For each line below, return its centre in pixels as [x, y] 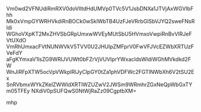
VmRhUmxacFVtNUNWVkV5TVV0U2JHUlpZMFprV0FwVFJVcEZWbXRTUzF [100, 46]
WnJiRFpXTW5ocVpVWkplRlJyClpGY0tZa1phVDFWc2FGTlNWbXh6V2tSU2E [100, 72]
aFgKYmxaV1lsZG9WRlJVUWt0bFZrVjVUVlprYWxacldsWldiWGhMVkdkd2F [99, 59]
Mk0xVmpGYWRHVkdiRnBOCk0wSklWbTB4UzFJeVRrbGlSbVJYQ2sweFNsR [100, 21]
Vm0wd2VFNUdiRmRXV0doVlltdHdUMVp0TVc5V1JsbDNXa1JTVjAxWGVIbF [100, 9]
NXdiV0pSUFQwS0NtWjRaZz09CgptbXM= [83, 91]
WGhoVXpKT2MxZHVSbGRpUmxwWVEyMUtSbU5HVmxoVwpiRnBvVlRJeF [99, 34]
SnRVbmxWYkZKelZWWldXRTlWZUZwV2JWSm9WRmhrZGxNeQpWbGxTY [99, 85]
